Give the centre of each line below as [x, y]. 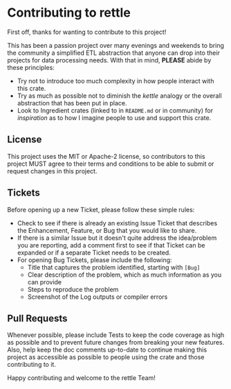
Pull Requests [37, 318]
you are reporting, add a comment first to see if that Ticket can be [111, 245]
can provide [45, 282]
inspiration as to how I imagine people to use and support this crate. [114, 118]
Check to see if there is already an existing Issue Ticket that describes [117, 223]
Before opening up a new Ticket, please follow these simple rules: [101, 209]
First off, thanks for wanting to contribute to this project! [87, 32]
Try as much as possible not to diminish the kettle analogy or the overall [120, 96]
